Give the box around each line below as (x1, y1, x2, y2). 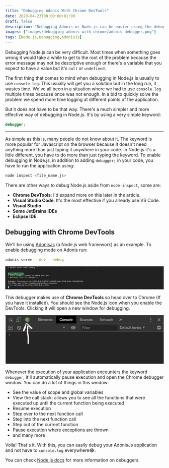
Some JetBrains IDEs (12, 208, 57, 214)
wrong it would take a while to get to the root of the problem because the (5, 54, 157, 61)
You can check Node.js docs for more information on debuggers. (5, 457, 140, 463)
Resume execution (12, 405, 51, 411)
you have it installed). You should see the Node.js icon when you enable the (5, 300, 162, 306)
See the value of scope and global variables (12, 389, 104, 395)
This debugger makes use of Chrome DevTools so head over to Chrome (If (5, 294, 161, 300)
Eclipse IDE (12, 213, 37, 219)
